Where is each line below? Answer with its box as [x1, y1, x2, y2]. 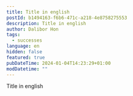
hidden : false [6, 49, 43, 55]
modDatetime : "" [6, 65, 48, 72]
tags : [6, 32, 20, 38]
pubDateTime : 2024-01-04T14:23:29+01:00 [6, 60, 112, 66]
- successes [12, 37, 43, 43]
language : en [6, 43, 40, 50]
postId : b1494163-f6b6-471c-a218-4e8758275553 [6, 15, 127, 21]
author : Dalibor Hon [6, 26, 59, 32]
